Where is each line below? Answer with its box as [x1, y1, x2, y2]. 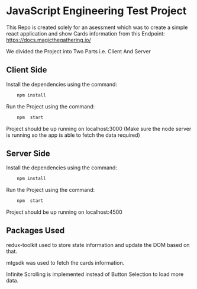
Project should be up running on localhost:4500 [6, 208, 122, 216]
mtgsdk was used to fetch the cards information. [6, 259, 125, 266]
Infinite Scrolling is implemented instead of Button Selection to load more [6, 271, 184, 278]
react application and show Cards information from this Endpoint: [6, 30, 165, 37]
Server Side [6, 148, 50, 158]
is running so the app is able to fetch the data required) [6, 131, 140, 139]
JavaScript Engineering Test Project [6, 4, 187, 18]
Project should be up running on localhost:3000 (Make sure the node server [6, 125, 192, 132]
